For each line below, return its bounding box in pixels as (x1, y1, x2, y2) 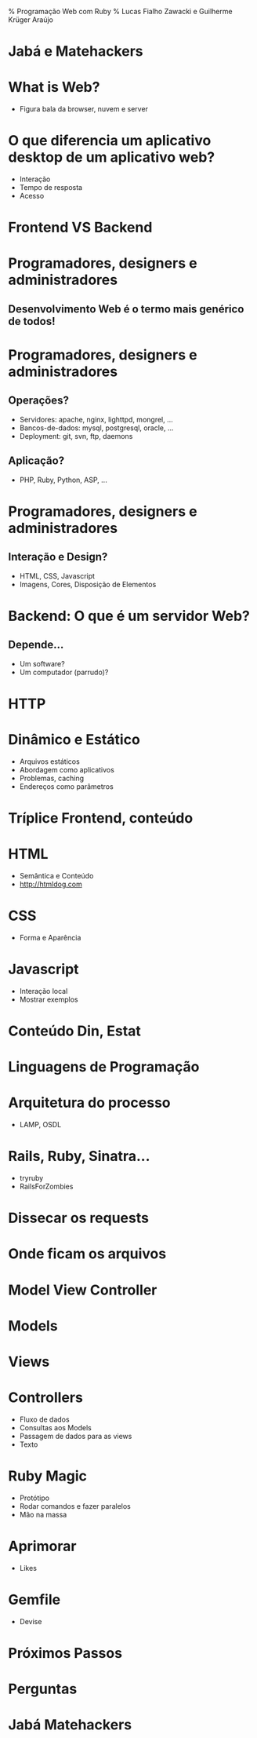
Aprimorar (8, 1538, 77, 1555)
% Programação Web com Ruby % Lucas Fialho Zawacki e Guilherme (8, 7, 233, 16)
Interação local (19, 986, 68, 995)
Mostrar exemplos (19, 995, 78, 1004)
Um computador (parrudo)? (19, 667, 109, 677)
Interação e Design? (8, 550, 108, 564)
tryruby (19, 1174, 44, 1183)
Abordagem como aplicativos (19, 765, 115, 774)
